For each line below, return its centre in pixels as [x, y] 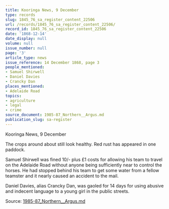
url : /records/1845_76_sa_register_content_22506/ [60, 24]
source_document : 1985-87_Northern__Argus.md [55, 115]
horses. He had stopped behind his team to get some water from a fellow [82, 170]
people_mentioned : [25, 67]
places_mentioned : [25, 86]
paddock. [15, 150]
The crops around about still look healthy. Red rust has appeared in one [81, 144]
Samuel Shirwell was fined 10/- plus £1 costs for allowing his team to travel [84, 159]
